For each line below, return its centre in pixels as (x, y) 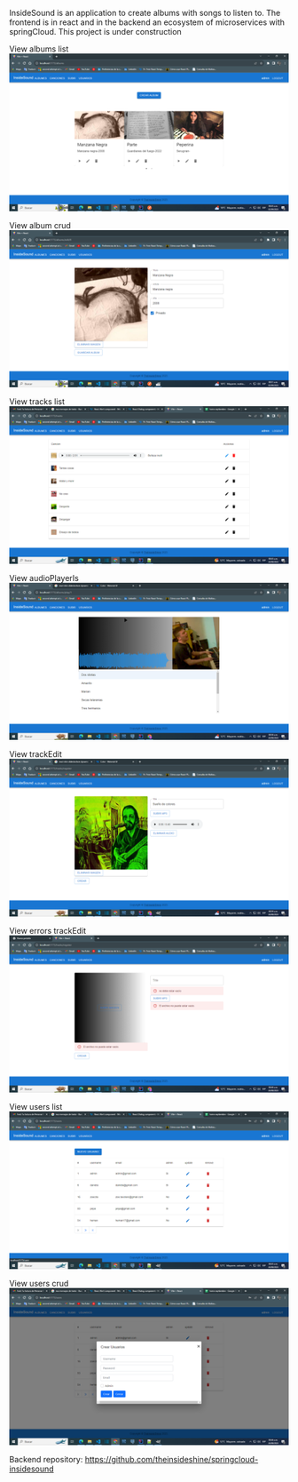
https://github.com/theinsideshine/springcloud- (172, 1459)
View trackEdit (35, 754)
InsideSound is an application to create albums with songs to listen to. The (145, 13)
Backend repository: (46, 1459)
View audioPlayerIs (44, 578)
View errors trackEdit (48, 930)
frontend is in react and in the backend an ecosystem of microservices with (147, 22)
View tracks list (37, 402)
